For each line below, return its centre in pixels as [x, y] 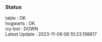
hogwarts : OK [20, 23]
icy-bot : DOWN [22, 29]
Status [13, 7]
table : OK [16, 18]
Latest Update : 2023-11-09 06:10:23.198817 [51, 34]
